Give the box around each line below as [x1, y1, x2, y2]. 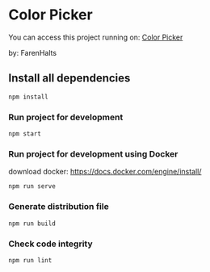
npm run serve [8, 182, 57, 190]
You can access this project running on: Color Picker [8, 32, 183, 42]
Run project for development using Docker [8, 148, 178, 159]
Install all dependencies [8, 71, 131, 86]
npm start [8, 130, 42, 138]
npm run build [8, 220, 57, 228]
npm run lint [8, 256, 52, 264]
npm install [8, 93, 48, 101]
